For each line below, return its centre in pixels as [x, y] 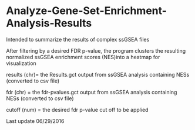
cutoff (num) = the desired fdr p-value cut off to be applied [77, 110]
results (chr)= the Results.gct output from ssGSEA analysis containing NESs [98, 74]
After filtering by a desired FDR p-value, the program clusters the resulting [96, 50]
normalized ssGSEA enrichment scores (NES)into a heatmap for [83, 57]
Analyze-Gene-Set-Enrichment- [87, 11]
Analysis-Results [49, 23]
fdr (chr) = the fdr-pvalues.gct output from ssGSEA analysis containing [92, 92]
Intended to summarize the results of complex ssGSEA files [78, 39]
